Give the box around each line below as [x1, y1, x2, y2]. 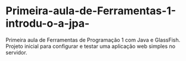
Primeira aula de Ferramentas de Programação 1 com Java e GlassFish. [5, 36, 181, 43]
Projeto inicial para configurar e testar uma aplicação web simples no [5, 43, 176, 50]
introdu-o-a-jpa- [5, 17, 90, 30]
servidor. [5, 49, 27, 56]
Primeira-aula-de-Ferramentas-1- [5, 4, 176, 18]
